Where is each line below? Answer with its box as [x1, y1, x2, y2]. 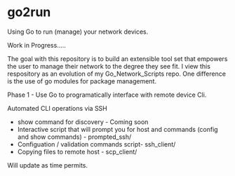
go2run [7, 4, 51, 20]
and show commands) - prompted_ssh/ [17, 133, 132, 141]
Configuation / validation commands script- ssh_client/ [17, 140, 176, 148]
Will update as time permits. [7, 161, 88, 169]
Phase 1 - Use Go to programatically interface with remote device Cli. [7, 90, 207, 99]
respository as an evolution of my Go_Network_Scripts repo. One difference [7, 69, 227, 78]
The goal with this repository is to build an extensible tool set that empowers [7, 54, 228, 63]
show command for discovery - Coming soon [17, 117, 149, 126]
